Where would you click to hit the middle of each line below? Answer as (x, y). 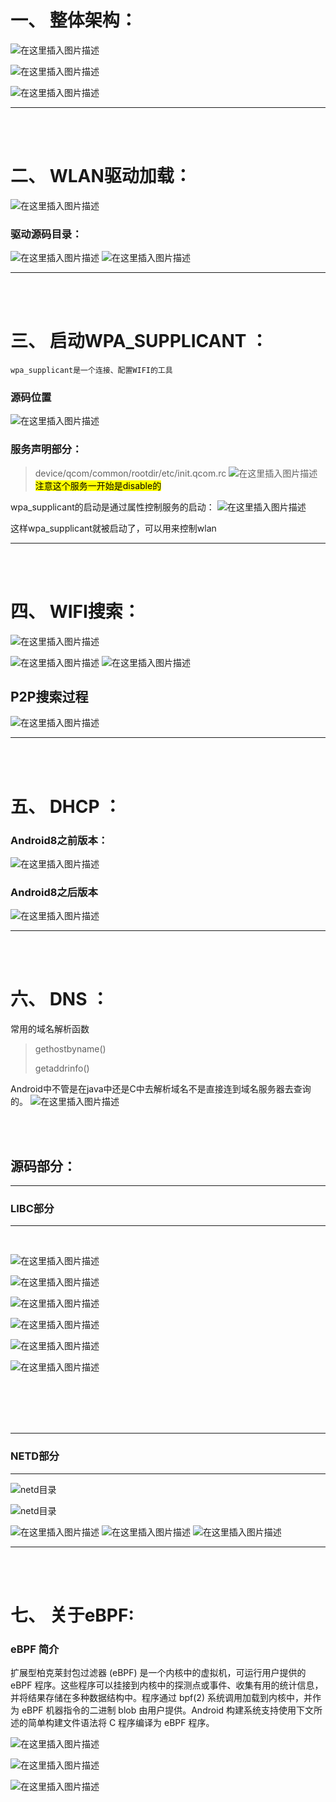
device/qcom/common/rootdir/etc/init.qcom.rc (130, 473)
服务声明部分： (46, 449)
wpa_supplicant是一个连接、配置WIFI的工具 (91, 371)
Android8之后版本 (54, 892)
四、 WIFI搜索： (75, 611)
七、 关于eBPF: (72, 1615)
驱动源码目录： (46, 234)
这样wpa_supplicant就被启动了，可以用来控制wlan (113, 528)
